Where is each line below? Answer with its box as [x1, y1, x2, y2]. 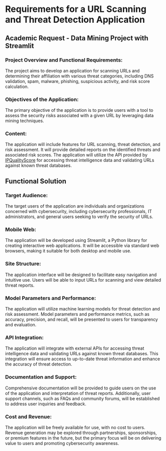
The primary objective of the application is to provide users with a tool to [5, 107, 154, 113]
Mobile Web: [5, 226, 36, 233]
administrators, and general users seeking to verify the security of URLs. [5, 214, 154, 220]
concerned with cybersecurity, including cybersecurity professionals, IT [5, 209, 152, 215]
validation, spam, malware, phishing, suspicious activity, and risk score [5, 78, 150, 84]
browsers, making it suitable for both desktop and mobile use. [5, 248, 131, 254]
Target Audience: [5, 192, 48, 199]
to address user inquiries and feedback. [5, 401, 87, 407]
